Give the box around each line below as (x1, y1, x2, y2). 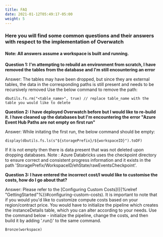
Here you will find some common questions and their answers (5, 32, 154, 39)
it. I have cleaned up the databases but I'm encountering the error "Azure (5, 114, 156, 120)
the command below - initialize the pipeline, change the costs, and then (5, 212, 148, 218)
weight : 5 (5, 16, 25, 21)
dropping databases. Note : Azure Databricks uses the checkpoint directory (5, 152, 157, 158)
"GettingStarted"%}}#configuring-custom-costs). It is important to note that (5, 192, 157, 197)
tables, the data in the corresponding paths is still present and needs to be (5, 81, 154, 87)
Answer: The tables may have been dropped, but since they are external (5, 76, 150, 82)
